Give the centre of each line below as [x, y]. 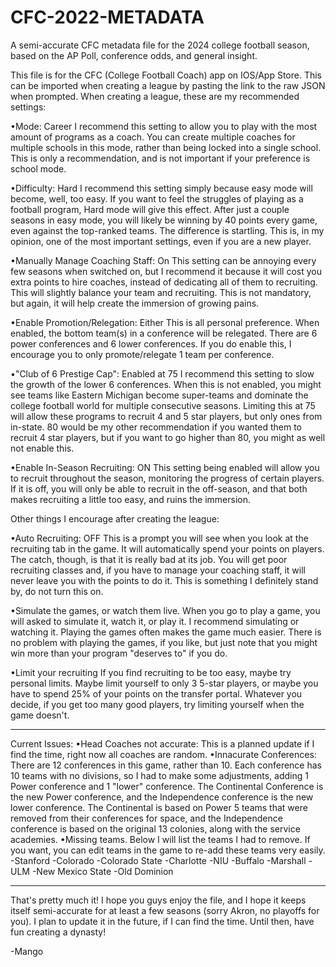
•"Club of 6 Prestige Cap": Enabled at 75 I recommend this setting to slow [162, 373]
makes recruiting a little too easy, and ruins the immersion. [131, 499]
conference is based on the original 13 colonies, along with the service [155, 828]
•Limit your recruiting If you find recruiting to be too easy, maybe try [151, 672]
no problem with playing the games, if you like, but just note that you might [164, 642]
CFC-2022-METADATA [107, 17]
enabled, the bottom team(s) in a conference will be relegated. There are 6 [164, 333]
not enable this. [42, 448]
